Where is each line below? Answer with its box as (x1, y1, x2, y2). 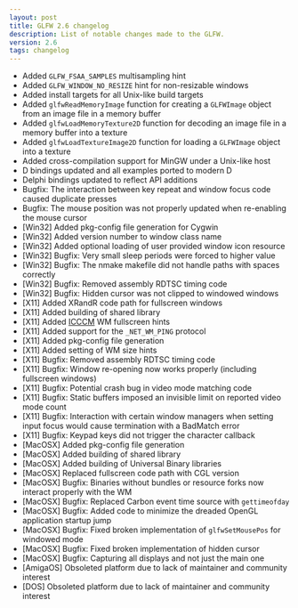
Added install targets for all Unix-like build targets (21, 90, 204, 101)
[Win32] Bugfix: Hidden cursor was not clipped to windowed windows (21, 288, 279, 299)
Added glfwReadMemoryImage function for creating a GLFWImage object (21, 99, 272, 109)
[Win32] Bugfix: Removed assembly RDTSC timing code (21, 279, 228, 289)
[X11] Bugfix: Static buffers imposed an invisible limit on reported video (21, 393, 282, 403)
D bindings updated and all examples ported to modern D (21, 166, 233, 176)
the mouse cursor (21, 213, 87, 223)
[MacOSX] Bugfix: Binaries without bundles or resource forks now (21, 477, 264, 488)
